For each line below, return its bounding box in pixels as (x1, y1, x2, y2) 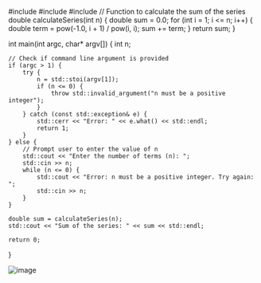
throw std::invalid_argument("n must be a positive (50, 89, 226, 97)
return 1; (37, 124, 69, 132)
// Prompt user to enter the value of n (22, 145, 158, 153)
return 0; (8, 236, 41, 244)
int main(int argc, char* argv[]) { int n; (8, 39, 131, 49)
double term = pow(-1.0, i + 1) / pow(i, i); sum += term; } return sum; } (8, 24, 236, 33)
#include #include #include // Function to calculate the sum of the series (8, 7, 247, 16)
